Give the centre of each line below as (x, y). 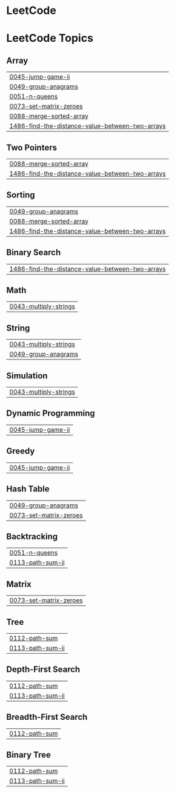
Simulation (27, 376)
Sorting (21, 195)
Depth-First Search (43, 670)
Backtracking (32, 536)
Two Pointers (32, 147)
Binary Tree (29, 755)
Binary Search (34, 253)
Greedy (21, 451)
